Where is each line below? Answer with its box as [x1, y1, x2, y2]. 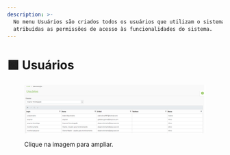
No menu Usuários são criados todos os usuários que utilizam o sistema [13, 18, 225, 25]
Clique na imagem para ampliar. [24, 140, 114, 148]
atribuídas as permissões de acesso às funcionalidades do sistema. [13, 25, 213, 32]
